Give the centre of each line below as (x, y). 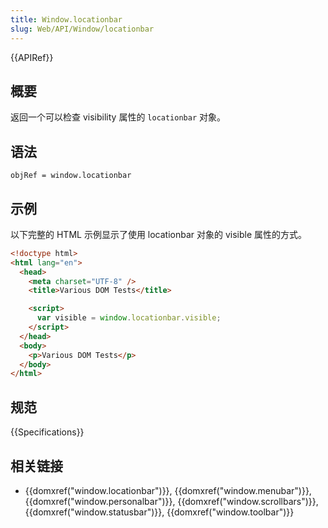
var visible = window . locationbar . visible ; (129, 318)
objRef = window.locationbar (71, 176)
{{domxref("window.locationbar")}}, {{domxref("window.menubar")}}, (168, 490)
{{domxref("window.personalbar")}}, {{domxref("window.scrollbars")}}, (171, 501)
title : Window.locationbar (66, 19)
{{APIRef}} (32, 57)
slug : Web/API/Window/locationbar (82, 29)
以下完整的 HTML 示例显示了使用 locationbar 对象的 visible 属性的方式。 (159, 234)
